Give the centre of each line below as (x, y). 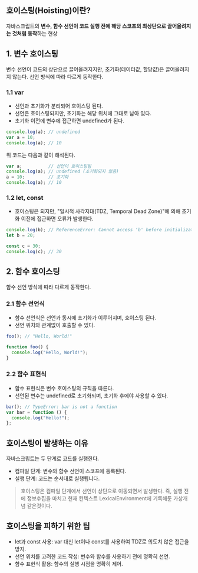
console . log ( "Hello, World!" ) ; (50, 352)
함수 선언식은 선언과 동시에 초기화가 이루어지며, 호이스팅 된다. (85, 318)
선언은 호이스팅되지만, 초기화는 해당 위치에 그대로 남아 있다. (83, 113)
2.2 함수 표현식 (27, 374)
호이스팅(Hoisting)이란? (49, 11)
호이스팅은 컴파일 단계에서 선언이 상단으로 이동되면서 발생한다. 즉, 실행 (101, 491)
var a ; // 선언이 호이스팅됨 (49, 166)
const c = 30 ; (24, 246)
